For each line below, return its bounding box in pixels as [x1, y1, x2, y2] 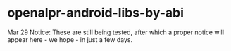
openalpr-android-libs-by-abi [7, 5, 185, 21]
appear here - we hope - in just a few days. [7, 35, 132, 43]
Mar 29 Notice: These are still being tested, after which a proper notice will [7, 28, 224, 36]
